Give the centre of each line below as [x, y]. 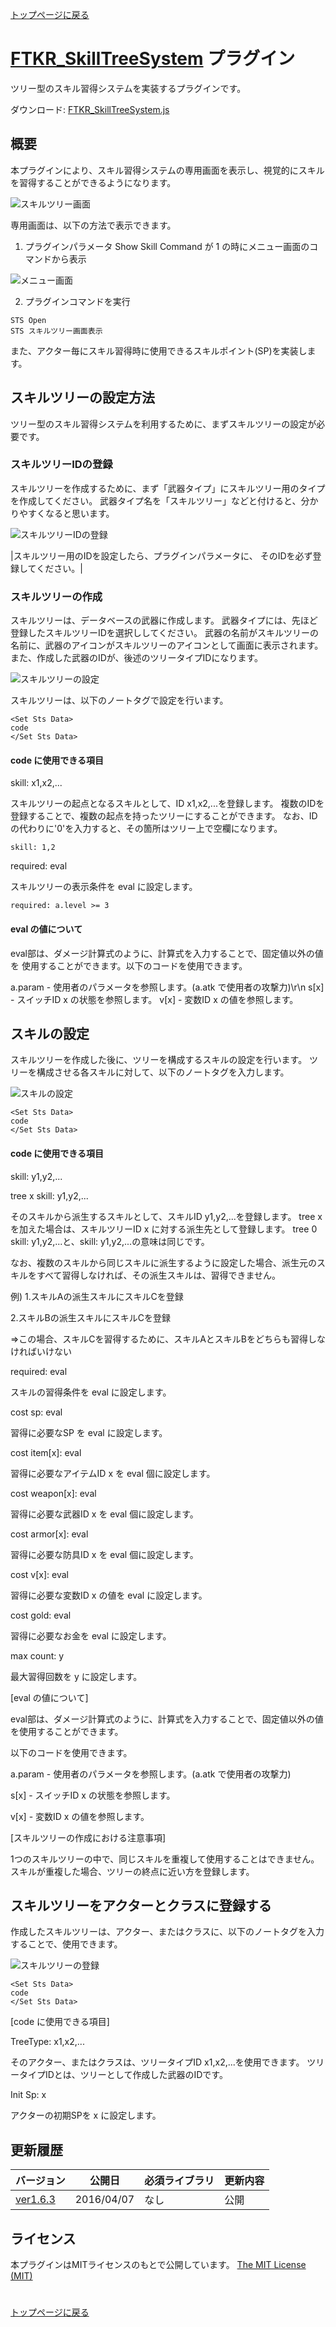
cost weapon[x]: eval [53, 1493]
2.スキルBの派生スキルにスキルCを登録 [90, 1317]
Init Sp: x [28, 2095]
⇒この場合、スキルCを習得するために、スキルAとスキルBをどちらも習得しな [168, 1339]
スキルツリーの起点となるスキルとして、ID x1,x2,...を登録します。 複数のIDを [167, 804]
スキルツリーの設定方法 [82, 398]
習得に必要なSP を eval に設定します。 [89, 1432]
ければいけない [41, 1351]
